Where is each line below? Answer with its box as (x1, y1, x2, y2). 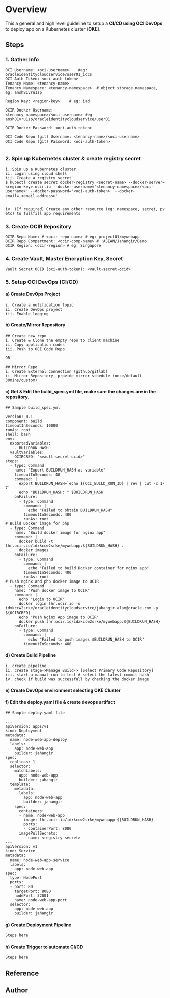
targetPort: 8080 (14, 889, 51, 894)
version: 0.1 (5, 414, 33, 420)
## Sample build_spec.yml (5, 405, 60, 410)
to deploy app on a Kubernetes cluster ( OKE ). (5, 25, 101, 32)
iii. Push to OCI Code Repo (5, 346, 65, 352)
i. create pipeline (5, 663, 47, 669)
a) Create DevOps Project (5, 291, 60, 297)
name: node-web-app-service (10, 857, 70, 863)
